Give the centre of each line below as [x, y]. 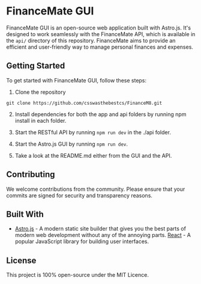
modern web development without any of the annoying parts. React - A [103, 235]
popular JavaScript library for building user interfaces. [82, 241]
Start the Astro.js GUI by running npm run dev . [71, 144]
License [21, 260]
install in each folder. [40, 120]
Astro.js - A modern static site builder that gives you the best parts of [100, 229]
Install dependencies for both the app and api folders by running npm [100, 114]
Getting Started [36, 66]
